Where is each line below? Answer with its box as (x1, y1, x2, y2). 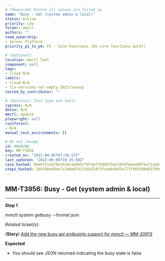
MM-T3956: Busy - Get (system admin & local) (5, 185, 151, 194)
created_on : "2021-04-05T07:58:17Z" (5, 153, 80, 158)
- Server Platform (5, 39, 43, 44)
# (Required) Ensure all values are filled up (5, 7, 102, 12)
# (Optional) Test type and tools (5, 98, 76, 103)
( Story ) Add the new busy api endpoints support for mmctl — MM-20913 (5, 231, 153, 237)
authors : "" (5, 30, 29, 35)
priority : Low (5, 21, 34, 26)
